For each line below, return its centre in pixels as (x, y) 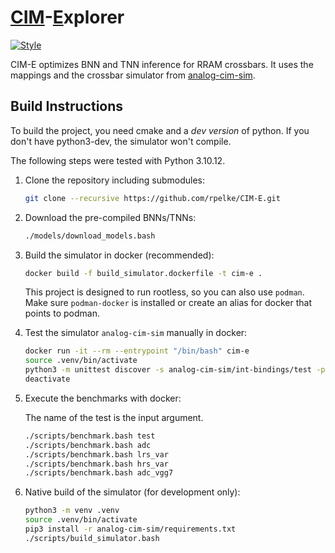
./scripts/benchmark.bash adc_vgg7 (99, 473)
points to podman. (62, 313)
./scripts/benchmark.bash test (90, 436)
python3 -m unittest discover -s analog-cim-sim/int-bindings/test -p (175, 370)
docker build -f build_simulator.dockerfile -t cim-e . (143, 273)
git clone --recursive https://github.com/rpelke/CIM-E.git (152, 198)
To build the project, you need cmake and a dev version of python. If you (160, 130)
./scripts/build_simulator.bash (92, 538)
